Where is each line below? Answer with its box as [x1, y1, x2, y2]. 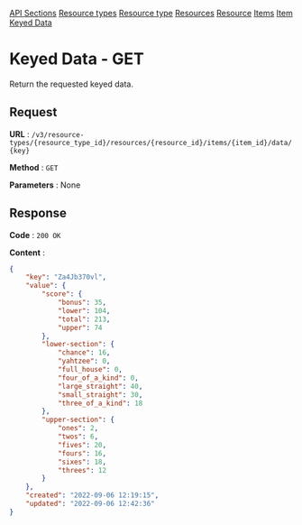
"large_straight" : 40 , [57, 382, 143, 391]
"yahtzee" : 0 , [57, 356, 111, 366]
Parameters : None [9, 180, 81, 190]
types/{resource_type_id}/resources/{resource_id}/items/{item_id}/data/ [9, 138, 293, 147]
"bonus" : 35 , [57, 298, 106, 308]
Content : [9, 247, 45, 258]
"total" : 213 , [57, 315, 111, 324]
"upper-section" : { [41, 415, 115, 425]
